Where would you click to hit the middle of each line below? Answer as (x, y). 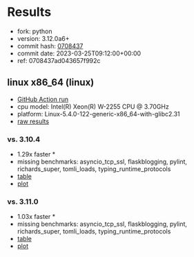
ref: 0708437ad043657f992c (59, 60)
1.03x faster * (36, 217)
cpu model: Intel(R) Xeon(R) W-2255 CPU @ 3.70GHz (93, 106)
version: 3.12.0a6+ (43, 38)
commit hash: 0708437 (50, 46)
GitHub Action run (43, 99)
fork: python (35, 31)
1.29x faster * (36, 154)
